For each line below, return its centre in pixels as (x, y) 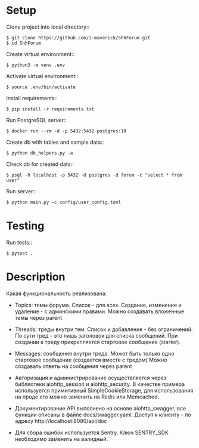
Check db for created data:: (40, 164)
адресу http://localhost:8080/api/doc (61, 421)
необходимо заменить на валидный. (61, 438)
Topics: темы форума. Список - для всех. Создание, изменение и (98, 305)
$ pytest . (20, 253)
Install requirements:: (32, 98)
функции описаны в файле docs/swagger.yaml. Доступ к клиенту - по (103, 415)
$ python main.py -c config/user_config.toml (63, 202)
